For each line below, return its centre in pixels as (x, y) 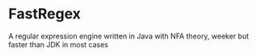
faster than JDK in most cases (59, 44)
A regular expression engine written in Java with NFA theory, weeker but (129, 36)
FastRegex (45, 14)
